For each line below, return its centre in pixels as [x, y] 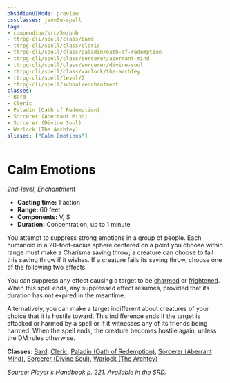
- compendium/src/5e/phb [43, 33]
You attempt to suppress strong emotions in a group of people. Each [104, 238]
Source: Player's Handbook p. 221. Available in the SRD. [87, 372]
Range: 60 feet [39, 210]
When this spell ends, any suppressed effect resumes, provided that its [108, 288]
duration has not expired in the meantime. [67, 295]
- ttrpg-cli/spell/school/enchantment [63, 84]
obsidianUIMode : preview [43, 13]
